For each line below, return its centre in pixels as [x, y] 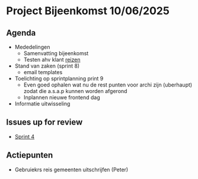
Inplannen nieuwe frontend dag [62, 97]
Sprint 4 [24, 136]
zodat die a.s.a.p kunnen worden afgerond [75, 91]
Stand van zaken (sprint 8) [47, 66]
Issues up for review [44, 122]
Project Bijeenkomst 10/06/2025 [88, 11]
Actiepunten [30, 155]
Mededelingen [32, 47]
